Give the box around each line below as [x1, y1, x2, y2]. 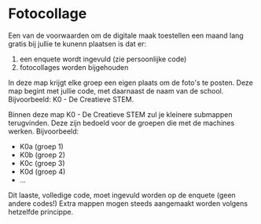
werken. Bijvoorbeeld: [8, 127, 79, 136]
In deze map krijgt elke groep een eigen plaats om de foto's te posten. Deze [8, 78, 254, 87]
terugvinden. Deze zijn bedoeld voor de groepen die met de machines [8, 118, 235, 127]
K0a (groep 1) [19, 141, 64, 151]
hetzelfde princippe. [8, 207, 73, 216]
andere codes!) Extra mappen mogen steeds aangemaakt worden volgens [8, 198, 248, 208]
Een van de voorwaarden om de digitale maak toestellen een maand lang [8, 31, 244, 40]
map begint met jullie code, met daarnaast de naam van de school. [8, 86, 224, 95]
